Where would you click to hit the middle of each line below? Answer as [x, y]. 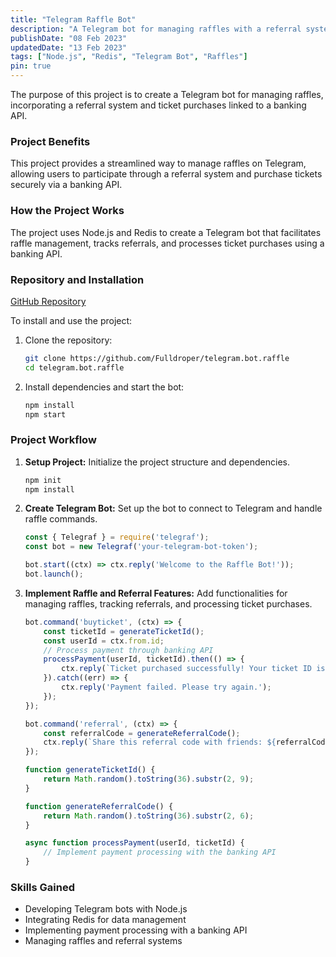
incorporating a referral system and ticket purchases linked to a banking [158, 105]
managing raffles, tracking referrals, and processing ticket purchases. [168, 603]
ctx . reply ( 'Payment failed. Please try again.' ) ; [166, 687]
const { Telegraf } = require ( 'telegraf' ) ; [117, 537]
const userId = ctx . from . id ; [104, 641]
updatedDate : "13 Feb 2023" [69, 47]
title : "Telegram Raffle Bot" [73, 19]
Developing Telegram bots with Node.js [106, 909]
